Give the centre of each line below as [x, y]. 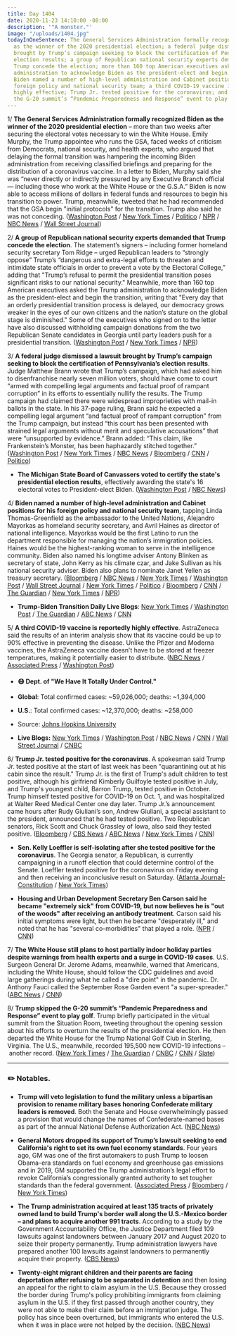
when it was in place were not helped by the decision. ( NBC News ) [114, 1325]
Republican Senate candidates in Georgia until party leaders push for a [110, 335]
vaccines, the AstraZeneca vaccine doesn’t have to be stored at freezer [111, 650]
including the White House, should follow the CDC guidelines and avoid [110, 972]
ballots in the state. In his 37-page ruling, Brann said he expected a [104, 408]
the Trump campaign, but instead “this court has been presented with [108, 423]
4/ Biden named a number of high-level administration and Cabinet [107, 503]
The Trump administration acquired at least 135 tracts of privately [115, 1206]
